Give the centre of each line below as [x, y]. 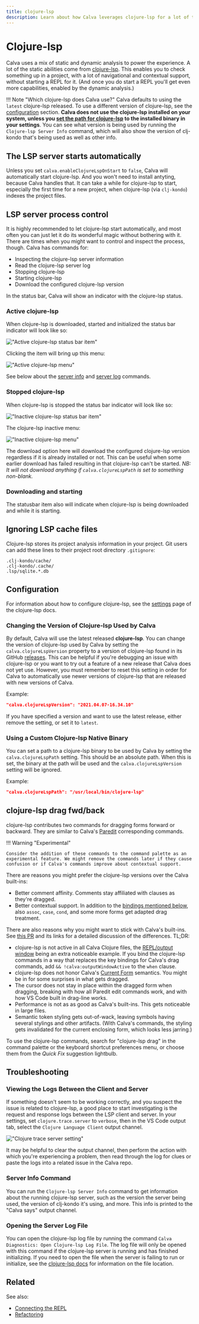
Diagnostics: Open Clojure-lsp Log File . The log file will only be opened [96, 1245]
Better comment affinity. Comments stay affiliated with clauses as [95, 893]
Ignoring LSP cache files [52, 529]
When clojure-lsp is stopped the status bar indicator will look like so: [89, 405]
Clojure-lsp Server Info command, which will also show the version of [94, 131]
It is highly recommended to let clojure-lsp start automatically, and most [94, 229]
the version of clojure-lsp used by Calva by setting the [72, 644]
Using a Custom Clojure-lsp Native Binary [67, 738]
